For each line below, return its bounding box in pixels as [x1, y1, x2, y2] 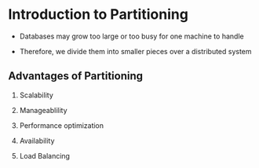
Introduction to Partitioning [8, 5, 188, 24]
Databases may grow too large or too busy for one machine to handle [19, 31, 245, 41]
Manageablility [19, 105, 68, 115]
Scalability [19, 90, 53, 100]
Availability [19, 136, 55, 145]
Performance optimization [19, 120, 104, 130]
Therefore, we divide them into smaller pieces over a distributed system [19, 46, 253, 56]
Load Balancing [19, 151, 71, 160]
